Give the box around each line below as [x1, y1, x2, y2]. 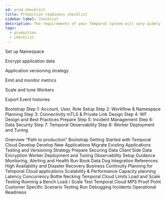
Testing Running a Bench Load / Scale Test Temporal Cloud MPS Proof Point [5, 179, 161, 185]
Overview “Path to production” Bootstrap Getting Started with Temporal [5, 137, 151, 143]
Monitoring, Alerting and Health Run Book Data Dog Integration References [5, 157, 158, 163]
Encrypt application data [5, 58, 55, 64]
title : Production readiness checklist [5, 12, 88, 17]
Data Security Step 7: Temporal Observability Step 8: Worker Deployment [5, 122, 155, 128]
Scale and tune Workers [5, 87, 55, 93]
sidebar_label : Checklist [5, 16, 58, 21]
